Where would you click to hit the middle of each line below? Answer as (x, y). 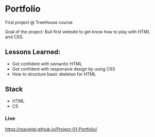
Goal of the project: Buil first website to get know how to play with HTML (78, 31)
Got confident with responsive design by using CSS (64, 69)
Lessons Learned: (33, 52)
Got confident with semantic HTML (47, 63)
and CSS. (14, 37)
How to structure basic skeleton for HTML (54, 74)
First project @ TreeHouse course (39, 22)
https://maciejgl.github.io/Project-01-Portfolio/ (51, 129)
